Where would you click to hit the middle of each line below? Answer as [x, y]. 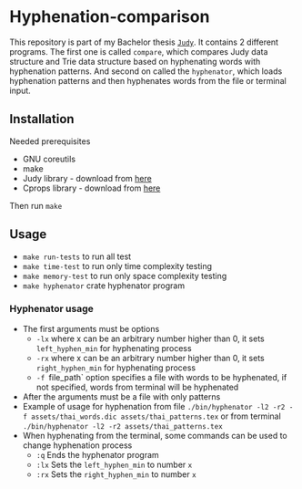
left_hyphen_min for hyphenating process [114, 348]
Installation [42, 119]
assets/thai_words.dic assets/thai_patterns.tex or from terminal [156, 416]
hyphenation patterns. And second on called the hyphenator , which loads [146, 71]
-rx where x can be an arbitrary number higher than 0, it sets [151, 358]
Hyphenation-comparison [110, 17]
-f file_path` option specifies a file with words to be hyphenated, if [161, 377]
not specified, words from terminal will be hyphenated [137, 387]
